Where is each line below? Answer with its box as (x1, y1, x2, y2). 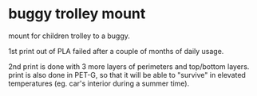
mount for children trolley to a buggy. (8, 31, 130, 40)
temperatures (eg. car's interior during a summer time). (8, 79, 190, 88)
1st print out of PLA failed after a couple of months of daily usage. (8, 46, 224, 56)
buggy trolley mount (8, 5, 146, 23)
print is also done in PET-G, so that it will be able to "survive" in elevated (8, 70, 246, 79)
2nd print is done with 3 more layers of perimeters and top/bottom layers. (8, 61, 250, 71)
